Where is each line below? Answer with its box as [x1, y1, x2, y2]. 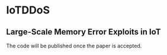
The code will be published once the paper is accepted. [6, 42, 142, 49]
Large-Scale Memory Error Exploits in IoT [6, 27, 161, 37]
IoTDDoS [6, 4, 50, 17]
